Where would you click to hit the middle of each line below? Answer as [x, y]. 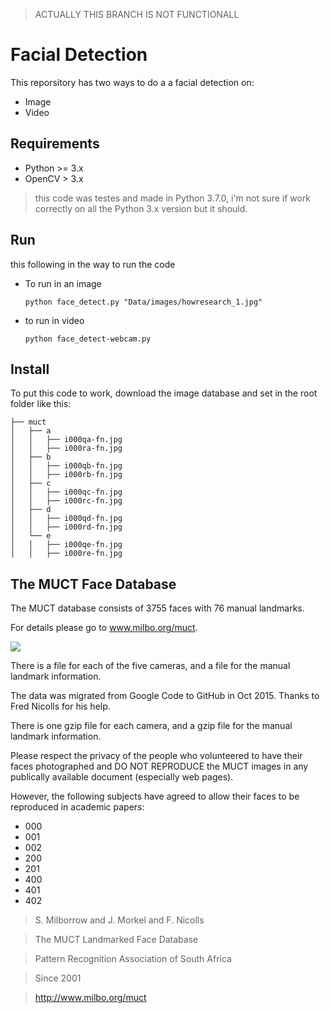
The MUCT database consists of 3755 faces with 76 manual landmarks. [157, 608]
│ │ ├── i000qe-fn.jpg [66, 545]
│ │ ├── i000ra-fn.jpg [66, 449]
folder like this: [41, 404]
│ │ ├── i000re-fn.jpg [66, 554]
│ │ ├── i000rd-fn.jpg [66, 527]
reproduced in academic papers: [77, 807]
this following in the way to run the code [93, 264]
